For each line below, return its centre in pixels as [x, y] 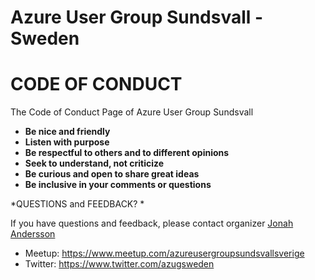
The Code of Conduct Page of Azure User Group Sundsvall [132, 112]
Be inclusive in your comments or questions [118, 185]
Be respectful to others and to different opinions [127, 153]
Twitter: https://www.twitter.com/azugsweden [119, 264]
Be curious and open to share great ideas [112, 174]
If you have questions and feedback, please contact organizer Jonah [152, 223]
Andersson [33, 234]
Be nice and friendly [67, 132]
